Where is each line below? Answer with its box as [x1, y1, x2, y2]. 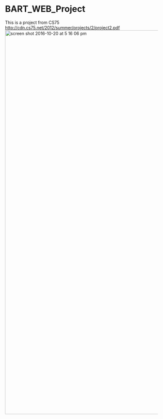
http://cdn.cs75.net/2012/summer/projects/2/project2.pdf [5, 24, 120, 30]
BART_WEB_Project [5, 3, 86, 15]
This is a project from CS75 [5, 19, 60, 25]
